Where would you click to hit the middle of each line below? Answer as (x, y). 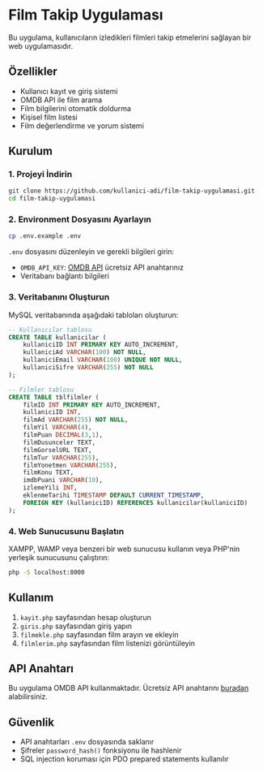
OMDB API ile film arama (61, 100)
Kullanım (31, 598)
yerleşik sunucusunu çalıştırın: (59, 557)
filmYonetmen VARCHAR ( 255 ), (70, 465)
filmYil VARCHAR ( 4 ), (57, 428)
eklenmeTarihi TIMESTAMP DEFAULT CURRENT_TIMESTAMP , (114, 496)
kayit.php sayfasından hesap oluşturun (86, 617)
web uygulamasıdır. (41, 45)
